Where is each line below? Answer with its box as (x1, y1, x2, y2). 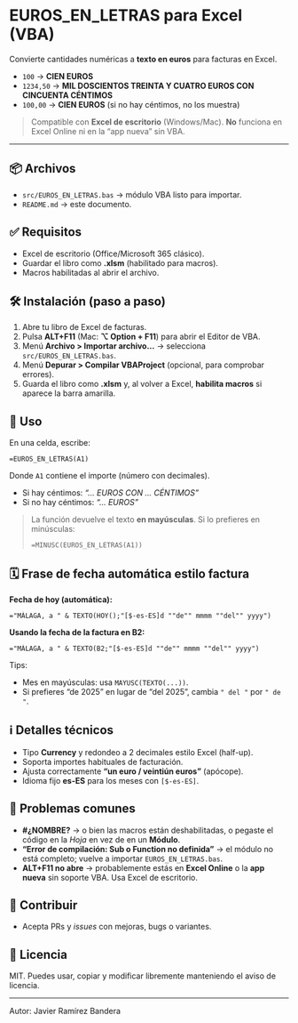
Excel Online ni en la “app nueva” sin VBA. (30, 125, 185, 136)
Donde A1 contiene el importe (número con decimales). (9, 471, 210, 481)
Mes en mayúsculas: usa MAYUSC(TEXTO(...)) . (21, 677, 189, 688)
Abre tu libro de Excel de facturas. (21, 322, 147, 333)
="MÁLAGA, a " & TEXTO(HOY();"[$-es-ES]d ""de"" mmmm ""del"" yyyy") (9, 611, 272, 620)
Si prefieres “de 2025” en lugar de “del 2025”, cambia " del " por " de (21, 687, 281, 697)
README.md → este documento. (21, 198, 132, 209)
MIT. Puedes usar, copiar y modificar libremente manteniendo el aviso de (9, 971, 277, 981)
